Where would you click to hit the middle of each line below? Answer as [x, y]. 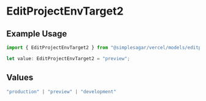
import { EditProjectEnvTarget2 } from [57, 47]
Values [20, 78]
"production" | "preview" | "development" [61, 92]
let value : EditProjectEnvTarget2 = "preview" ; [68, 58]
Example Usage [37, 34]
